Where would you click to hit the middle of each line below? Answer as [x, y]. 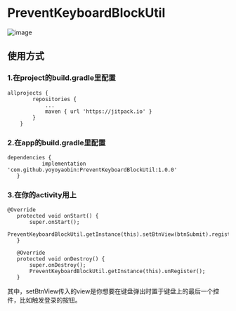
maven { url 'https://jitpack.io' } [98, 111]
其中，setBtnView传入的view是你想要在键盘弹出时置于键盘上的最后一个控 [113, 291]
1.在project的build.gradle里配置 [61, 78]
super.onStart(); [54, 223]
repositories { [55, 99]
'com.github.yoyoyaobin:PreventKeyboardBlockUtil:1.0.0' [92, 170]
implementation [64, 164]
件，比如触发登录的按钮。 [44, 300]
